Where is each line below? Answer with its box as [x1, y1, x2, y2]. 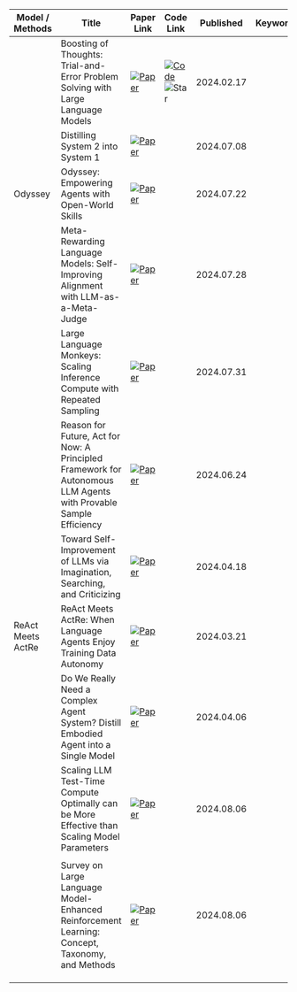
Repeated [60, 394, 102, 405]
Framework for [60, 464, 122, 475]
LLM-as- [80, 291, 120, 303]
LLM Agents [60, 486, 111, 497]
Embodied [60, 727, 103, 740]
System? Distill [60, 717, 122, 728]
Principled [60, 452, 103, 464]
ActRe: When [60, 614, 115, 626]
